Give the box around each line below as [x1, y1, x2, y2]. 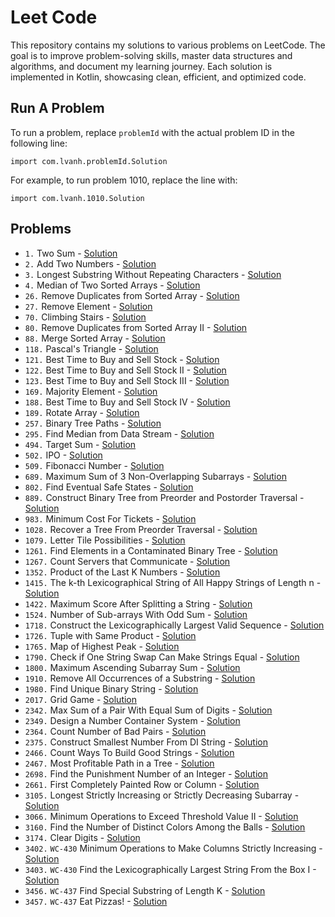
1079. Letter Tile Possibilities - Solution [24, 534, 186, 546]
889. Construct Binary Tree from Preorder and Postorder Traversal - [24, 491, 305, 503]
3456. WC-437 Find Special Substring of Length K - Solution [24, 884, 266, 896]
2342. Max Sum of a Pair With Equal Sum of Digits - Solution [24, 704, 273, 716]
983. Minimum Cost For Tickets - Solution [24, 512, 197, 525]
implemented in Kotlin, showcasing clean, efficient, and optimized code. [10, 71, 307, 83]
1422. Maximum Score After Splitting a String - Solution [24, 597, 253, 610]
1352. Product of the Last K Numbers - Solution [24, 566, 221, 578]
